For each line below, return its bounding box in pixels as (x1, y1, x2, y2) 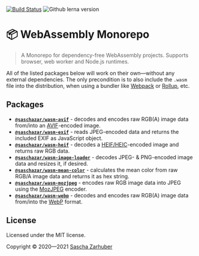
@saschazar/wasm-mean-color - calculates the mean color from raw (14, 166, 178, 173)
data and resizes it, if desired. (14, 160, 89, 167)
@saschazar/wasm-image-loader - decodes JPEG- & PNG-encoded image (14, 153, 193, 161)
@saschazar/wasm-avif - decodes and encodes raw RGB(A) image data (14, 115, 189, 123)
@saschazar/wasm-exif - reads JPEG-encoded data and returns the (14, 128, 179, 135)
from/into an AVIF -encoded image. (14, 121, 101, 129)
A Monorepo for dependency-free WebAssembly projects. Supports (20, 51, 189, 59)
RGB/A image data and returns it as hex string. (14, 172, 130, 179)
